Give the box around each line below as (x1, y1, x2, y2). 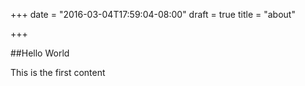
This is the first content (10, 67, 106, 78)
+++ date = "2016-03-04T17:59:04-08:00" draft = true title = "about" (10, 9, 296, 20)
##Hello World (10, 47, 70, 59)
